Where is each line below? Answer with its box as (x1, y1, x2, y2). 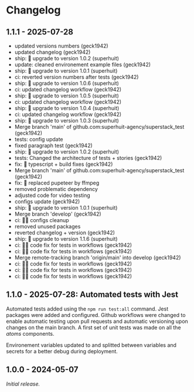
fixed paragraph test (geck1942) (14, 142, 93, 149)
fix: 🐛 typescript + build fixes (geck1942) (14, 161, 113, 168)
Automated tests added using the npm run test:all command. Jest (6, 305, 169, 312)
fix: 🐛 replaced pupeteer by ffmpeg (14, 179, 100, 186)
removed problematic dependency (14, 186, 98, 192)
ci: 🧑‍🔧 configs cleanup (14, 217, 69, 223)
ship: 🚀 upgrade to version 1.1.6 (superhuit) (14, 236, 118, 242)
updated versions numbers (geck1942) (14, 42, 108, 49)
